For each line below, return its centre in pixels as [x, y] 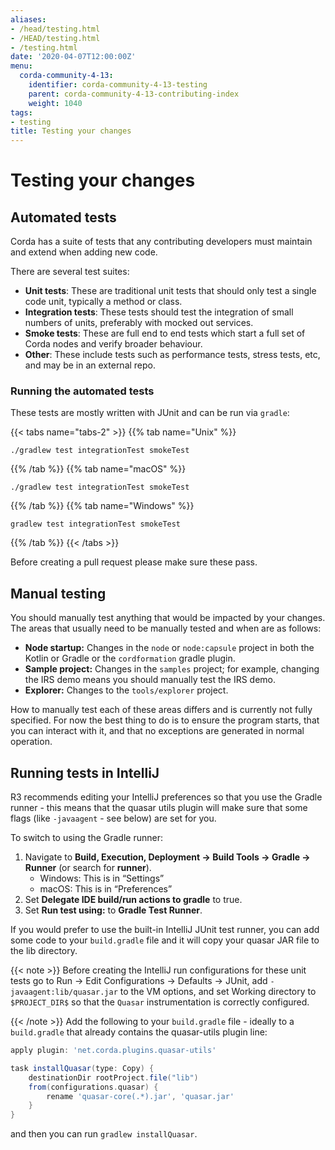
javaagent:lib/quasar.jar [64, 992]
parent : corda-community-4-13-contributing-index [134, 94]
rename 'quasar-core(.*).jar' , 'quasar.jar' [140, 1096]
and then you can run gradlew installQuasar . [104, 1134]
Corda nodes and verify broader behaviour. [113, 344]
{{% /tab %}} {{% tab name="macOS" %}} [98, 469]
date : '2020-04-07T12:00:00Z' [73, 57]
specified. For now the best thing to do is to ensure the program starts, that [165, 720]
